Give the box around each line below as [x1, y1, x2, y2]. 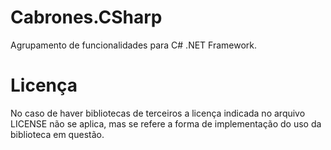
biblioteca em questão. [10, 128, 105, 140]
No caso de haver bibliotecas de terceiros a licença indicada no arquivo [10, 107, 306, 119]
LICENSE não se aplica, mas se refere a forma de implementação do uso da [10, 117, 322, 130]
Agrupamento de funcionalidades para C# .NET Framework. [10, 39, 258, 51]
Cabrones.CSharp [10, 6, 163, 29]
